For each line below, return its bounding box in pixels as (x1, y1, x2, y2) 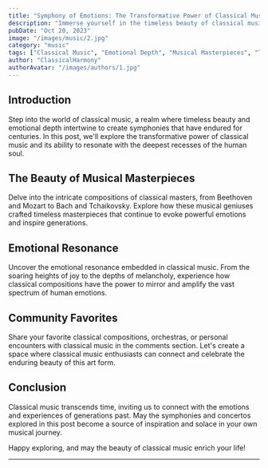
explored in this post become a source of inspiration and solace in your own (8, 418, 258, 428)
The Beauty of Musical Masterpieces (8, 171, 195, 184)
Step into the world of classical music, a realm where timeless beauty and (8, 114, 250, 124)
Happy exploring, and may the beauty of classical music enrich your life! (8, 442, 246, 452)
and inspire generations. (8, 218, 89, 228)
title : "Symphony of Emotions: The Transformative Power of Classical (8, 11, 248, 20)
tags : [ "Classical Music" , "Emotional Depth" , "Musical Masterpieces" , (8, 49, 251, 57)
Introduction (8, 93, 72, 107)
